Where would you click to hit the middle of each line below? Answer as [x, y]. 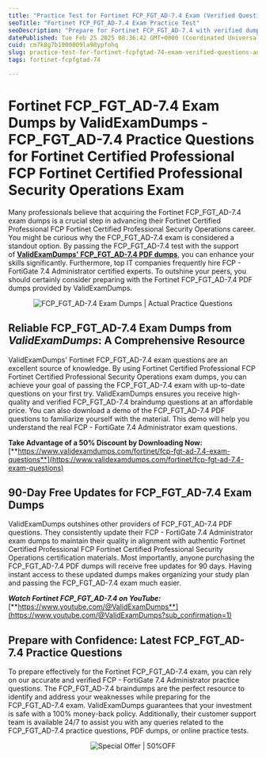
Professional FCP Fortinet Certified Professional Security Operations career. [132, 229]
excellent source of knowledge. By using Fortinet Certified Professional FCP [132, 368]
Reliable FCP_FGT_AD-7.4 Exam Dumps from [120, 329]
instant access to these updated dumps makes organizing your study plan [129, 575]
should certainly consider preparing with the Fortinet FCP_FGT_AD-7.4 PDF [131, 279]
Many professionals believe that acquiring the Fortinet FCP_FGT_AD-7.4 [125, 212]
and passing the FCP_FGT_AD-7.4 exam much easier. [95, 583]
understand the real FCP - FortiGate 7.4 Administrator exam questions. [123, 427]
